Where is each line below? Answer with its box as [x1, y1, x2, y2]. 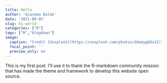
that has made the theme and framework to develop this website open [5, 68, 149, 74]
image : [5, 35, 19, 40]
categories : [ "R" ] [5, 26, 43, 31]
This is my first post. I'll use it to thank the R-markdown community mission [5, 63, 159, 69]
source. [5, 73, 21, 79]
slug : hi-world [5, 21, 37, 26]
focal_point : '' [9, 44, 43, 49]
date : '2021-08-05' [5, 16, 46, 21]
